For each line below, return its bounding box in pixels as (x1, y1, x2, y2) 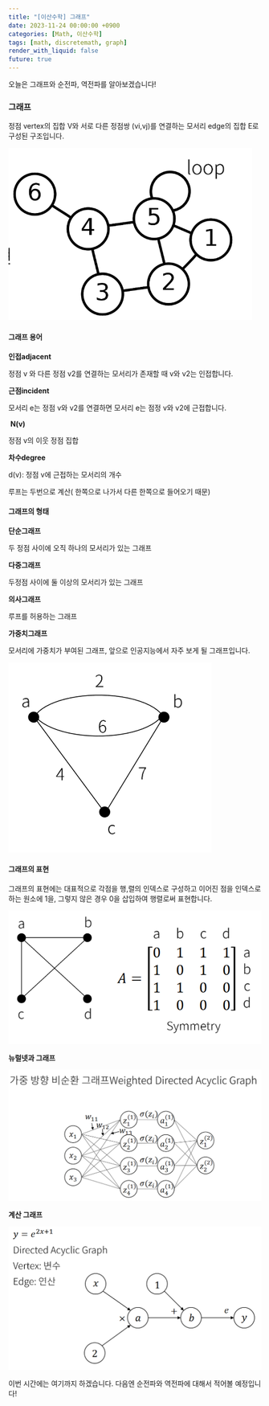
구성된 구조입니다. (8, 131, 65, 141)
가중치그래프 (8, 628, 48, 638)
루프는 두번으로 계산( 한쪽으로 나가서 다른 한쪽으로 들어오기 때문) (8, 486, 211, 496)
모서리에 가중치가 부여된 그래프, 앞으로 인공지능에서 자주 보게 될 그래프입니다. (8, 646, 251, 655)
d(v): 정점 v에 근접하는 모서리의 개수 (8, 469, 122, 479)
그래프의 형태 (8, 506, 50, 516)
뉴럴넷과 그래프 (8, 1053, 56, 1063)
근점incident (8, 386, 50, 396)
